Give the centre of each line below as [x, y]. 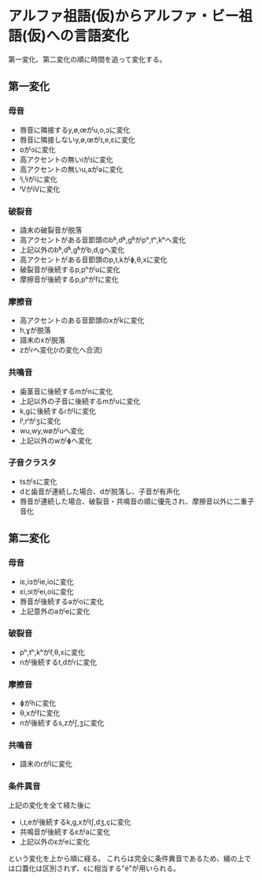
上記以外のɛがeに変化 [55, 841]
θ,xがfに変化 [40, 713]
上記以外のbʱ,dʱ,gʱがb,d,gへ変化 [72, 249]
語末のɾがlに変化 [46, 764]
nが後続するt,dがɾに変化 [58, 662]
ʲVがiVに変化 [40, 189]
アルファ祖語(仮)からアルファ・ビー [124, 16]
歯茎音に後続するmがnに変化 [66, 391]
